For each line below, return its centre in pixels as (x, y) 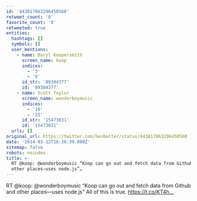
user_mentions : (30, 50)
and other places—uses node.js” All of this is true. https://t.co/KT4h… (90, 192)
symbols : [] (26, 44)
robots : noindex (26, 153)
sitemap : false (25, 147)
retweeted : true (26, 28)
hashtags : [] (27, 39)
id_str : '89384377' (45, 82)
